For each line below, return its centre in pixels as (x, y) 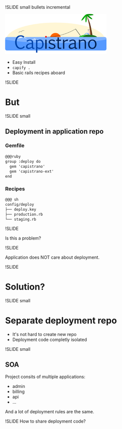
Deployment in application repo (54, 131)
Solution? (25, 287)
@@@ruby (13, 156)
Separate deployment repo (61, 321)
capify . (21, 68)
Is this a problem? (23, 238)
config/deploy (20, 204)
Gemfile (15, 145)
